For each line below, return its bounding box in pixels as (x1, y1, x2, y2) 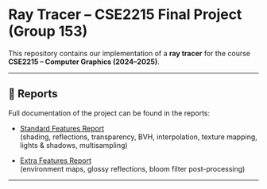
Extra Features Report (19, 156, 92, 165)
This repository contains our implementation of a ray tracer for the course (8, 48, 250, 58)
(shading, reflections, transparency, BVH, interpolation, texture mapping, (19, 132, 258, 142)
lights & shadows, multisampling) (19, 140, 129, 149)
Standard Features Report (19, 123, 105, 133)
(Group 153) (8, 22, 88, 40)
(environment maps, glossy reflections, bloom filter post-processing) (19, 164, 246, 173)
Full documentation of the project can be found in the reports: (8, 108, 211, 118)
